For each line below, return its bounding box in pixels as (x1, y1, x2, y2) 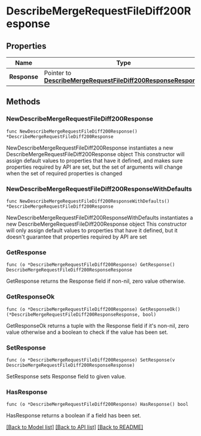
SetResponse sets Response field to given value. (6, 372, 127, 380)
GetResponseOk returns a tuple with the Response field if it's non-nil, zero (6, 322, 190, 329)
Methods (6, 97, 41, 107)
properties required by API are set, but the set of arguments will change (6, 163, 183, 171)
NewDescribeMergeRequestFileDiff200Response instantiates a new (6, 144, 173, 151)
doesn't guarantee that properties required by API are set (6, 233, 147, 240)
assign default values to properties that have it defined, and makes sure (6, 157, 183, 164)
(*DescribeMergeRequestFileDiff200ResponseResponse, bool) (6, 311, 157, 318)
